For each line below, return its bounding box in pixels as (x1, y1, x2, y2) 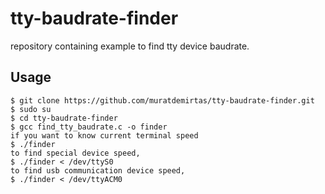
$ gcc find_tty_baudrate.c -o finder (10, 122, 168, 132)
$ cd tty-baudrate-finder (10, 113, 118, 123)
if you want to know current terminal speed (10, 130, 199, 141)
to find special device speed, (10, 148, 141, 158)
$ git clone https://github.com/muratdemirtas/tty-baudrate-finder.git (10, 95, 315, 106)
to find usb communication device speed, (10, 165, 186, 176)
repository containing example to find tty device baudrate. (10, 40, 250, 52)
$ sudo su (10, 104, 52, 114)
